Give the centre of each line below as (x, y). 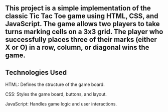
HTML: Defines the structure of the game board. (55, 84)
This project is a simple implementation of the (78, 8)
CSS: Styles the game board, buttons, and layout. (56, 94)
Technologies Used (36, 72)
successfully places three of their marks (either (81, 40)
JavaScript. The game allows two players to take (82, 24)
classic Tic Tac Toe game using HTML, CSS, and (82, 16)
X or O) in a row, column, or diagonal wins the (77, 47)
